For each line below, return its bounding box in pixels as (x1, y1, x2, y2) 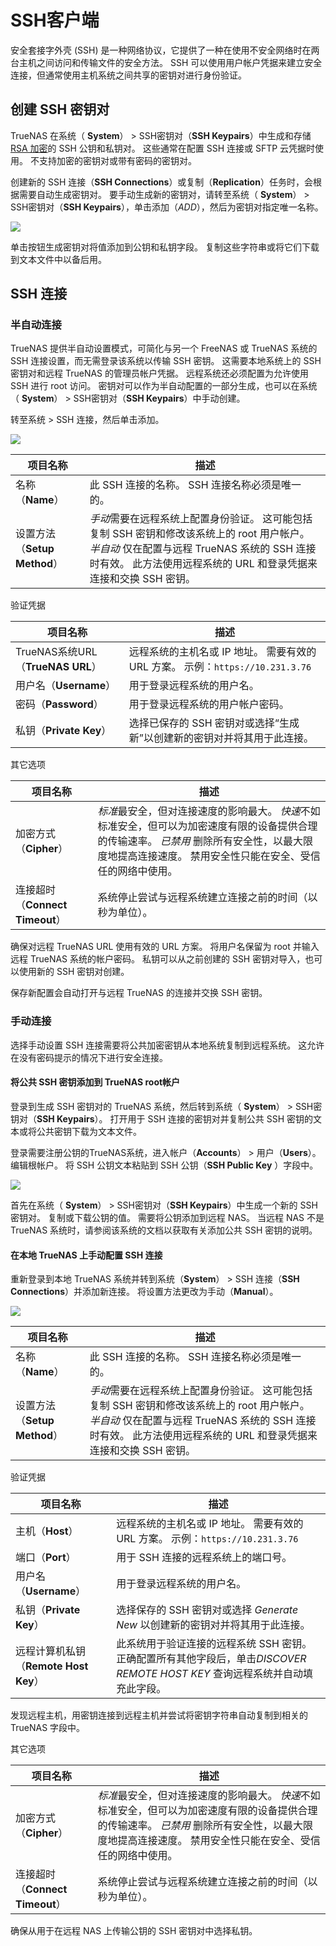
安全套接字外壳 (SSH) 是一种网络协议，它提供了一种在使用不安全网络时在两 (10, 44, 320, 56)
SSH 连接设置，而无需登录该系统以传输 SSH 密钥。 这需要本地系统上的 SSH (10, 355, 322, 367)
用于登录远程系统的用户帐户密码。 (128, 697, 290, 711)
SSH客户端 (10, 9, 100, 32)
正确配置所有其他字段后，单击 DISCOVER (116, 1652, 307, 1666)
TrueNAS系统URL (15, 645, 98, 659)
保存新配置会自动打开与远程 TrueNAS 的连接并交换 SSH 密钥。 (10, 987, 268, 999)
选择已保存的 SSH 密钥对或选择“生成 (128, 716, 300, 730)
